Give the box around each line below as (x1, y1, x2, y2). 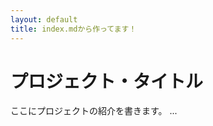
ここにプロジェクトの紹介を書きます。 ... (10, 105, 178, 117)
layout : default (10, 14, 78, 25)
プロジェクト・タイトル (10, 70, 204, 93)
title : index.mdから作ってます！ (10, 24, 137, 34)
